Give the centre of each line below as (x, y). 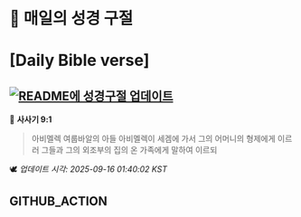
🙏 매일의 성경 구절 (71, 19)
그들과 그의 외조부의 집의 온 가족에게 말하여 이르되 (129, 150)
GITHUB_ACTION (59, 201)
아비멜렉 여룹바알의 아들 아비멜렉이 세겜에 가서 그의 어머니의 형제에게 (153, 139)
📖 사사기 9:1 (31, 119)
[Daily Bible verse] (80, 61)
